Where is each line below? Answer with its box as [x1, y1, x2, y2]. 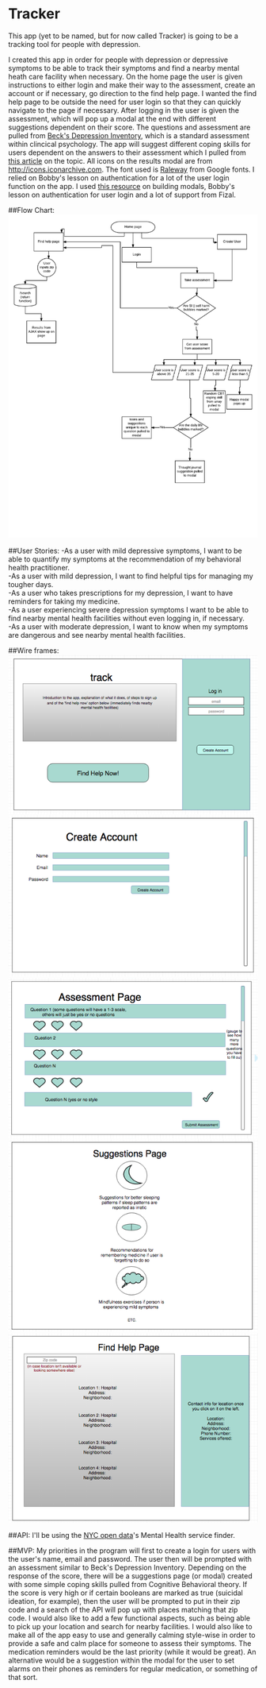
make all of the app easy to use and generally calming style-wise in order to [8, 1630, 256, 1640]
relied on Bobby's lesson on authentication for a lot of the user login [8, 172, 230, 183]
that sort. [8, 1672, 38, 1682]
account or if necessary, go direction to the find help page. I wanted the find [8, 88, 257, 98]
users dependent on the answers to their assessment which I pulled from [8, 148, 247, 157]
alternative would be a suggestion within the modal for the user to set [8, 1655, 235, 1665]
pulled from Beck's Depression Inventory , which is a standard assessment [8, 130, 249, 140]
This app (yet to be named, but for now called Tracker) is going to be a [8, 31, 239, 41]
